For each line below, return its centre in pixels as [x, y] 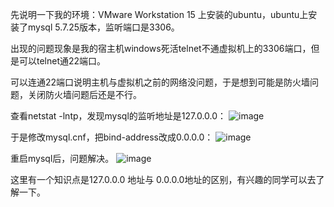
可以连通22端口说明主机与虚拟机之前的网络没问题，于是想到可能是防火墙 [160, 82]
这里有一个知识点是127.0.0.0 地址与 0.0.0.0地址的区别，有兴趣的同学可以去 [163, 179]
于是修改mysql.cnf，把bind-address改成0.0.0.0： [112, 137]
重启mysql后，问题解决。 [62, 158]
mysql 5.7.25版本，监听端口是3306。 [103, 27]
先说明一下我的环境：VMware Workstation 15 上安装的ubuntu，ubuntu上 [159, 14]
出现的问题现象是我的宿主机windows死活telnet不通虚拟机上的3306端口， [161, 48]
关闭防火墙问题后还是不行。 [84, 94]
